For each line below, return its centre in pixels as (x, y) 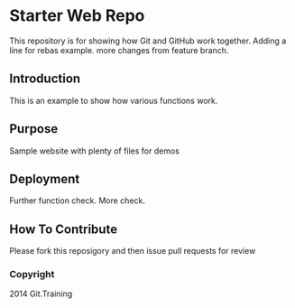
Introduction (45, 79)
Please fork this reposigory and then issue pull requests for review (133, 251)
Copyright (32, 275)
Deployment (45, 178)
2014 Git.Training (41, 294)
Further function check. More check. (78, 201)
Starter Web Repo (77, 16)
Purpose (34, 129)
